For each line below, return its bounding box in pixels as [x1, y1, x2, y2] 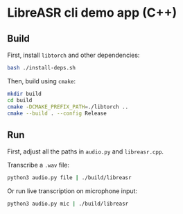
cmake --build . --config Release [7, 110, 107, 117]
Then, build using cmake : [7, 76, 76, 85]
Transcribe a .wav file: [7, 161, 70, 170]
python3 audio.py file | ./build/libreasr [7, 174, 132, 181]
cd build [7, 97, 33, 104]
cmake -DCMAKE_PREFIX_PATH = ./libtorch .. [7, 103, 129, 110]
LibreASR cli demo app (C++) [7, 5, 177, 21]
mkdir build [7, 90, 42, 97]
